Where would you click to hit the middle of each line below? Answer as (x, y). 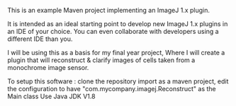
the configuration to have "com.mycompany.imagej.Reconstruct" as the (112, 89)
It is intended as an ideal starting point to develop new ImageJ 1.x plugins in (118, 24)
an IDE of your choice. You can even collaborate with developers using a (113, 31)
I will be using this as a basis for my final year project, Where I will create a (116, 53)
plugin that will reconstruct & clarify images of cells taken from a (101, 60)
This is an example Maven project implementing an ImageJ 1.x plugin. (109, 10)
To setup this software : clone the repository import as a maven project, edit (118, 81)
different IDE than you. (40, 39)
